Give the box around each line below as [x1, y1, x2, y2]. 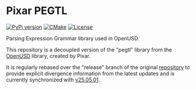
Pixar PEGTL [6, 4, 68, 18]
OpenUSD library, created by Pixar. [6, 52, 91, 59]
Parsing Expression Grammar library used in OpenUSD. [6, 35, 139, 42]
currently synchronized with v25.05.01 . [6, 76, 100, 83]
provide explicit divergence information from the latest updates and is [6, 70, 175, 77]
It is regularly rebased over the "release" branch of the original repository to [6, 63, 190, 71]
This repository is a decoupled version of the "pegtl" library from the [6, 46, 172, 53]
